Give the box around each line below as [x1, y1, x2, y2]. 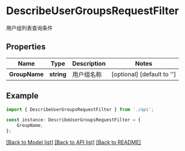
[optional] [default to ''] [111, 70, 177, 78]
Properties [6, 42, 46, 52]
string [49, 70, 67, 78]
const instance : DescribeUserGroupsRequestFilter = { [6, 117, 141, 123]
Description [72, 59, 106, 67]
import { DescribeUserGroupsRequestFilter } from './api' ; [6, 106, 154, 113]
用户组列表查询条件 [6, 24, 53, 31]
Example [6, 91, 39, 101]
